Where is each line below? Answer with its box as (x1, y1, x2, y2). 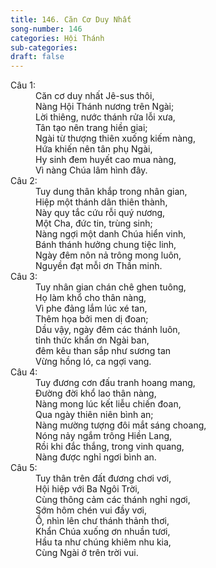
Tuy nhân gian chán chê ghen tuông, (35, 281, 187, 293)
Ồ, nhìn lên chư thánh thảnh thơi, (35, 515, 170, 527)
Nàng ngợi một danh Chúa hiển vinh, (35, 228, 187, 240)
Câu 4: (10, 366, 38, 378)
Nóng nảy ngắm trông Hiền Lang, (35, 430, 173, 442)
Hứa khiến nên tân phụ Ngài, (35, 143, 153, 155)
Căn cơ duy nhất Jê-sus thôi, (35, 90, 155, 102)
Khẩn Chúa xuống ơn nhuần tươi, (35, 526, 171, 538)
